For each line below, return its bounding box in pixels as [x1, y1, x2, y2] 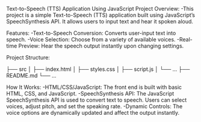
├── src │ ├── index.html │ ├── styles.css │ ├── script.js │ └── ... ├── [6, 66, 190, 73]
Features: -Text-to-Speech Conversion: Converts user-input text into [6, 29, 176, 37]
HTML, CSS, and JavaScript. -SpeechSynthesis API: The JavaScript [6, 90, 175, 97]
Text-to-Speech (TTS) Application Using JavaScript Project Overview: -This [6, 5, 194, 12]
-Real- [176, 36, 193, 43]
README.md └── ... [6, 72, 57, 79]
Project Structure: [6, 54, 50, 61]
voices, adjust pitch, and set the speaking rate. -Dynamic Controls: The [6, 103, 183, 110]
